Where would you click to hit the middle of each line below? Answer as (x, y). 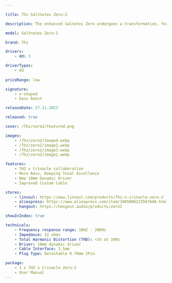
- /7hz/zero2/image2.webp (42, 145)
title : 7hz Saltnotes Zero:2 (36, 14)
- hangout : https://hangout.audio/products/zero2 (69, 207)
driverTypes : (19, 66)
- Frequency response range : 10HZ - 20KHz (60, 230)
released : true (21, 117)
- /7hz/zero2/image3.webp (42, 150)
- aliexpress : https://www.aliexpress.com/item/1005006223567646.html (91, 202)
